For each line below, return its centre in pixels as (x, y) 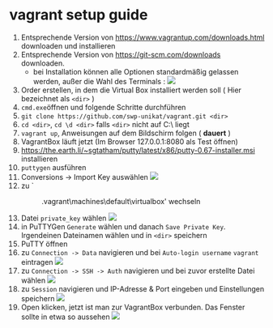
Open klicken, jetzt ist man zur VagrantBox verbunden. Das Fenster (133, 307)
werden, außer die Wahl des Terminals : (99, 81)
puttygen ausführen (53, 167)
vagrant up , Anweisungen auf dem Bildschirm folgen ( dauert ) (126, 133)
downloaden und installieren (68, 45)
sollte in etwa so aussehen (65, 317)
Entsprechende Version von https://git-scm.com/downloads (121, 54)
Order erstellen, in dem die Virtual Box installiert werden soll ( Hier (131, 90)
